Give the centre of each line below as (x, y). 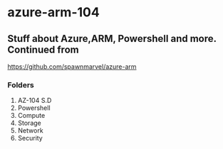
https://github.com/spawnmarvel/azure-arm (72, 67)
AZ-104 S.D (35, 101)
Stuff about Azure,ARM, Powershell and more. (112, 39)
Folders (21, 84)
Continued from (43, 49)
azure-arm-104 (53, 12)
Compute (31, 116)
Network (31, 131)
